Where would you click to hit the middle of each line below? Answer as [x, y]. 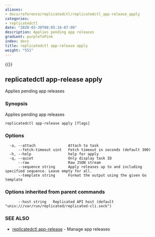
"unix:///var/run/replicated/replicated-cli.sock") [58, 206]
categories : [17, 18]
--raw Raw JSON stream [59, 163]
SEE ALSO [17, 219]
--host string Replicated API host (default [66, 202]
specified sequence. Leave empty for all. [49, 171]
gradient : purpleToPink [29, 37]
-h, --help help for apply [54, 154]
